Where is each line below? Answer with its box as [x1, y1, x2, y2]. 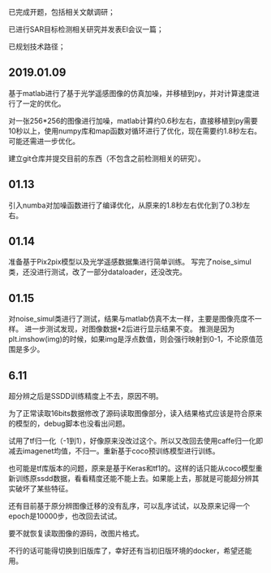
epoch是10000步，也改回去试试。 [8, 511, 122, 521]
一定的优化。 [22, 98, 66, 108]
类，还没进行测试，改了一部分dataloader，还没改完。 [8, 267, 187, 277]
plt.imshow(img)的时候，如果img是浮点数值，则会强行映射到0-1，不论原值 [8, 335, 256, 344]
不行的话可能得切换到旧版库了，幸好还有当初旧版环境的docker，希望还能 [8, 546, 252, 556]
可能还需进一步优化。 [8, 136, 80, 146]
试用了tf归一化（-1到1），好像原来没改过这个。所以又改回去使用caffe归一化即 [8, 436, 264, 446]
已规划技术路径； [8, 42, 66, 51]
